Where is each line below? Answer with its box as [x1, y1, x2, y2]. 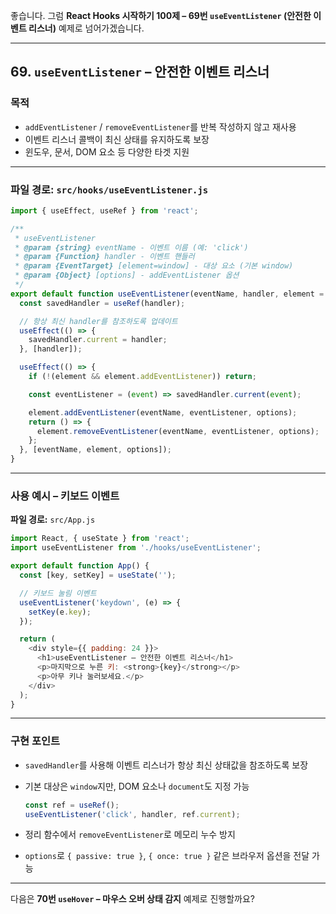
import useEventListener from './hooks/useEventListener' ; [10, 543, 262, 553]
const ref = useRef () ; [24, 800, 120, 810]
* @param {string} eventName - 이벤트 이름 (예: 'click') [14, 242, 249, 253]
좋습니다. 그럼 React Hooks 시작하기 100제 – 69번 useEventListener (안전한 [10, 10, 312, 21]
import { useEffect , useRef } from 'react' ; [10, 205, 199, 216]
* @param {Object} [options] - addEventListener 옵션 [14, 270, 240, 281]
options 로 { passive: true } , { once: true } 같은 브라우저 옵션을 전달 [24, 850, 310, 862]
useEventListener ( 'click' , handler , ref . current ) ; [24, 809, 241, 819]
